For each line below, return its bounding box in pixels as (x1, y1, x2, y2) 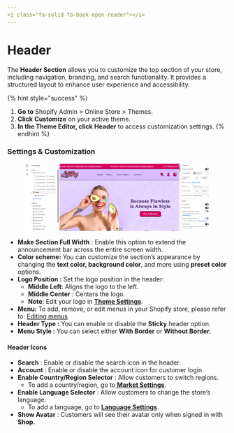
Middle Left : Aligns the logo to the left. (27, 283, 139, 291)
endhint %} (17, 129, 50, 138)
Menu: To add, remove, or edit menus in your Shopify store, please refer (17, 304, 226, 314)
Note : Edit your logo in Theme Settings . (27, 298, 143, 306)
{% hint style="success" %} (7, 94, 89, 102)
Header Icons (7, 343, 47, 351)
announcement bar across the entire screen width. (17, 245, 163, 254)
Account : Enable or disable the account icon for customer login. (17, 366, 204, 374)
